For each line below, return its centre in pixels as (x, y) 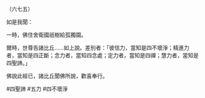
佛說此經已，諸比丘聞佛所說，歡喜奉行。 (57, 76)
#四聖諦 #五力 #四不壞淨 (37, 89)
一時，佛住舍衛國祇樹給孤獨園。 (46, 35)
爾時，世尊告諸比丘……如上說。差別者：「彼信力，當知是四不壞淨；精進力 (98, 48)
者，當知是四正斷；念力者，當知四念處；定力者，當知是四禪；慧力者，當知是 (103, 55)
